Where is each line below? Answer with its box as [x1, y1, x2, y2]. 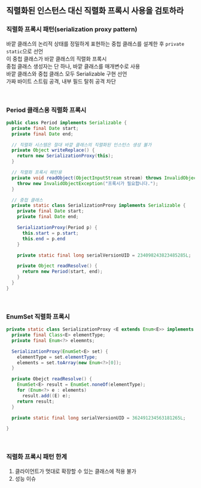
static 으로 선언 [6, 47, 44, 55]
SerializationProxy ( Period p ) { [17, 225, 98, 231]
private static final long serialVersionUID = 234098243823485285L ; [17, 252, 191, 258]
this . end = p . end [22, 236, 66, 242]
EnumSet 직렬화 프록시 [6, 312, 70, 320]
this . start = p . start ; [22, 230, 79, 236]
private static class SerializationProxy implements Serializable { [11, 203, 186, 209]
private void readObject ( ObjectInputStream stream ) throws [11, 175, 162, 181]
